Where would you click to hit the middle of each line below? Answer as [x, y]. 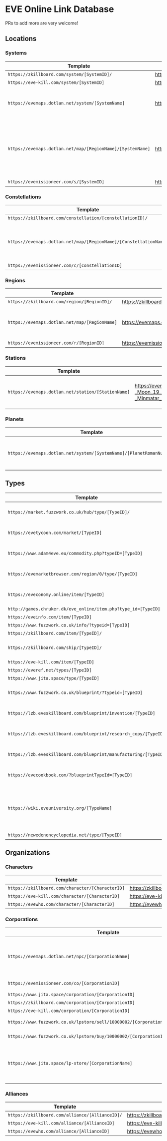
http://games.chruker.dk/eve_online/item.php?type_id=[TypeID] [84, 609]
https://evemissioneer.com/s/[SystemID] [56, 182]
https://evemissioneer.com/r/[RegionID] [56, 343]
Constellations [23, 197]
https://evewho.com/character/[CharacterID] [61, 904]
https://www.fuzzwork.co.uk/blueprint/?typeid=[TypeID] [75, 692]
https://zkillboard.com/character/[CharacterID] [66, 888]
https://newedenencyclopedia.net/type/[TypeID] [65, 835]
